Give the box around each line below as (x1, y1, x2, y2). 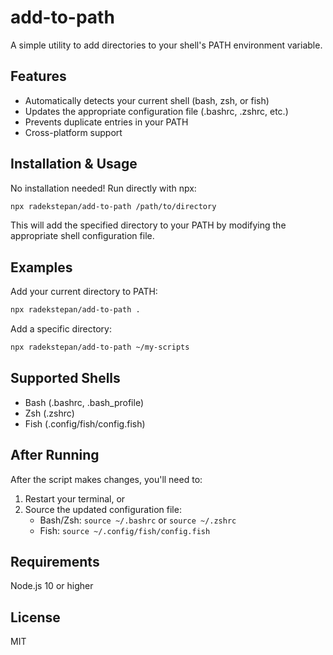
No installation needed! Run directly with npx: (10, 182, 197, 194)
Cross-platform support (24, 126, 123, 138)
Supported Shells (10, 370, 121, 387)
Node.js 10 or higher (10, 580, 94, 592)
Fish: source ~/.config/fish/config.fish (39, 524, 211, 536)
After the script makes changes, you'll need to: (10, 473, 203, 485)
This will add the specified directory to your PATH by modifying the (10, 219, 287, 231)
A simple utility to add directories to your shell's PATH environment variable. (10, 39, 323, 51)
